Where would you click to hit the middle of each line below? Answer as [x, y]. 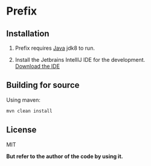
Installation [28, 34]
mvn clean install [29, 111]
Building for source [43, 85]
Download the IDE [37, 66]
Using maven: [23, 100]
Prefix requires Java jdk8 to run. [55, 48]
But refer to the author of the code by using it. [65, 156]
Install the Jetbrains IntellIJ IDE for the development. [80, 60]
